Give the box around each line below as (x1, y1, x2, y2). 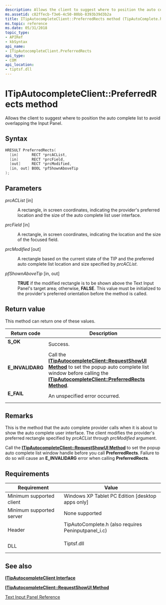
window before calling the (48, 369, 109, 376)
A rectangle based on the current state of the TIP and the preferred (17, 255, 154, 262)
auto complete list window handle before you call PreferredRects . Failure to (5, 450, 160, 456)
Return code (10, 329, 41, 336)
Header (7, 526, 25, 533)
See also (5, 562, 32, 570)
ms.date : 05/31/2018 (5, 26, 48, 31)
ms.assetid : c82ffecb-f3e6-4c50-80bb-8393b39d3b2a (5, 12, 112, 17)
